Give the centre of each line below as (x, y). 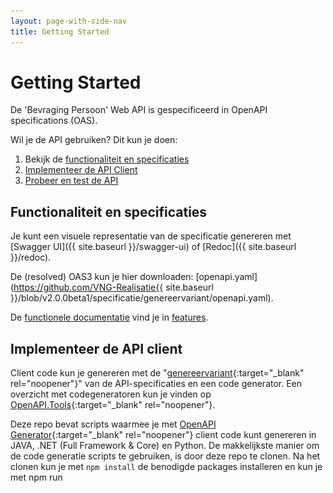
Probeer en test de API (71, 181)
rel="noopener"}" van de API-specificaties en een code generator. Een (156, 384)
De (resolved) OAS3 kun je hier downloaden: (102, 277)
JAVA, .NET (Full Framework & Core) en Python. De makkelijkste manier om (165, 446)
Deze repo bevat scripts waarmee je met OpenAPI (113, 424)
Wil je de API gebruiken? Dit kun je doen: (94, 140)
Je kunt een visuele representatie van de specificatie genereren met (151, 236)
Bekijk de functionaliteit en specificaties (107, 159)
